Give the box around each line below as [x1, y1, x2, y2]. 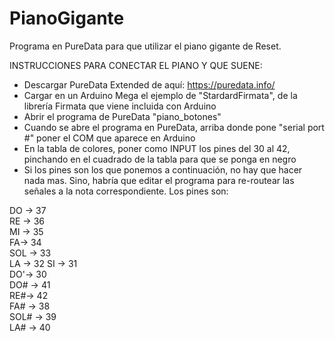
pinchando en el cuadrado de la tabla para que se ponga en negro [23, 153, 297, 165]
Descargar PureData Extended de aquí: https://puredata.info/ [23, 78, 276, 91]
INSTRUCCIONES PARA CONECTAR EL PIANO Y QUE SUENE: [9, 59, 263, 71]
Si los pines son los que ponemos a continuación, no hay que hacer [23, 163, 303, 176]
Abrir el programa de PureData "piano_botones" [23, 110, 222, 122]
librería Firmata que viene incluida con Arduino [23, 100, 217, 112]
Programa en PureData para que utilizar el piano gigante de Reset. [9, 40, 282, 52]
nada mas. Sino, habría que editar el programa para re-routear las [23, 174, 295, 186]
